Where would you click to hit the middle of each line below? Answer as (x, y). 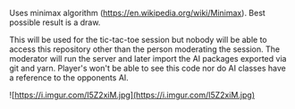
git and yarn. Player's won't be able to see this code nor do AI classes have (147, 68)
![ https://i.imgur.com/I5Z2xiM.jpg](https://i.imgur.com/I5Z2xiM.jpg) (132, 95)
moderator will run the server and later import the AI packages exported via (148, 59)
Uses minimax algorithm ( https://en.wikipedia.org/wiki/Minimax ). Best (137, 13)
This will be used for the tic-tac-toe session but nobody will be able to (139, 40)
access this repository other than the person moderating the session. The (144, 49)
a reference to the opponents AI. (69, 78)
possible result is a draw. (55, 22)
